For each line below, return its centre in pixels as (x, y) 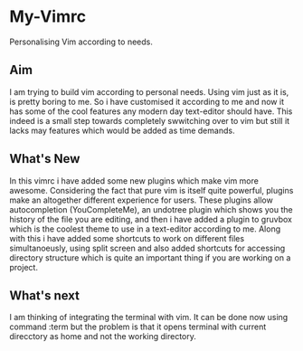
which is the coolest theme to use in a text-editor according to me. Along (145, 229)
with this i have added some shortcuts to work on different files (127, 238)
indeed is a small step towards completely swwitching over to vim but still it (150, 120)
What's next (44, 295)
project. (24, 267)
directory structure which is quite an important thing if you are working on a (150, 257)
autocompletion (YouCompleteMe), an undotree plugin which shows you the (151, 209)
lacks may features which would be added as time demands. (122, 130)
